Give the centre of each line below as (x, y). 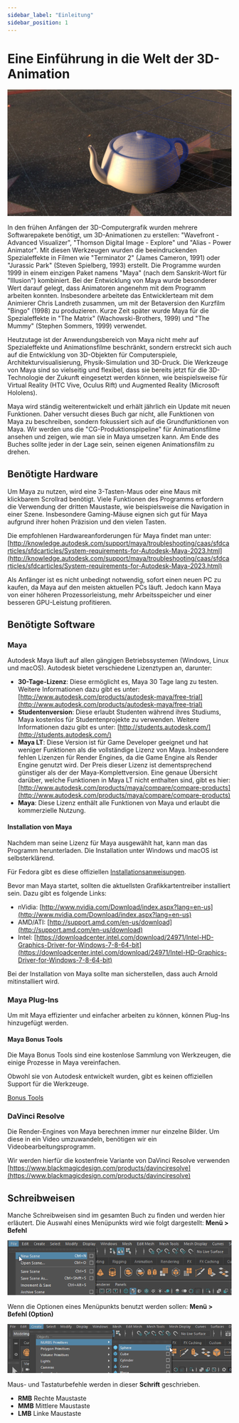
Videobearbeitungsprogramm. (52, 1147)
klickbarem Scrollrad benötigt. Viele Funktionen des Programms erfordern (116, 499)
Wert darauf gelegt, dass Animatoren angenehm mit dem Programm (107, 288)
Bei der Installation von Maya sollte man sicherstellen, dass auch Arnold (113, 973)
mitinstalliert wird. (33, 981)
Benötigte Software (51, 625)
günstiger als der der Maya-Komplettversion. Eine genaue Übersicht (118, 772)
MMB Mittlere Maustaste (54, 1406)
